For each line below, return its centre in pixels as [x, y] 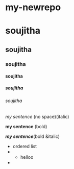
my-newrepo [33, 7]
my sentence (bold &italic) [33, 136]
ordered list [25, 146]
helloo [27, 157]
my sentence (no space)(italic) [37, 116]
